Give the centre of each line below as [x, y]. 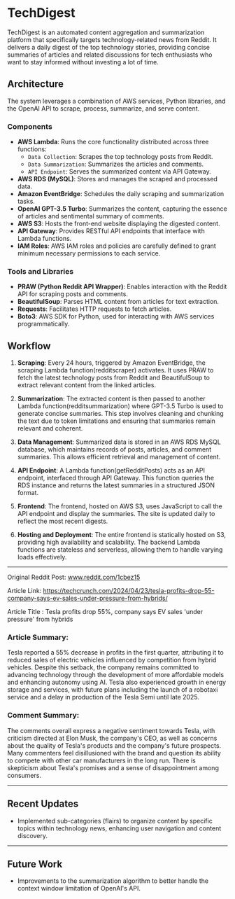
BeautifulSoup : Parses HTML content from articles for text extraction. [118, 302]
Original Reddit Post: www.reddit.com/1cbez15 [74, 577]
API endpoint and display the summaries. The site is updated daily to [116, 514]
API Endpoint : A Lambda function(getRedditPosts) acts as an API [111, 471]
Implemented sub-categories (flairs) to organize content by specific [115, 821]
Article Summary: [38, 637]
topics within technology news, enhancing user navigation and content [119, 828]
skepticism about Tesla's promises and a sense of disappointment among [113, 767]
